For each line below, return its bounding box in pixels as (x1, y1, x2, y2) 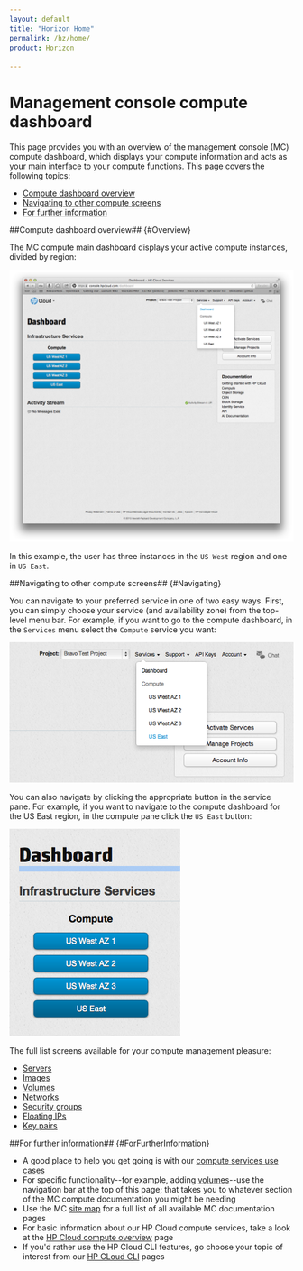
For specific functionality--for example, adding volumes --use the (22, 1174, 264, 1185)
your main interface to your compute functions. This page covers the (9, 161, 265, 171)
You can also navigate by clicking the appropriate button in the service (9, 791, 271, 802)
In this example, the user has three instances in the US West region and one (9, 551, 288, 562)
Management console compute (9, 93, 248, 113)
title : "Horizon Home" (9, 23, 95, 33)
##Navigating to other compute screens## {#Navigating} (9, 578, 222, 589)
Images (22, 1072, 50, 1082)
